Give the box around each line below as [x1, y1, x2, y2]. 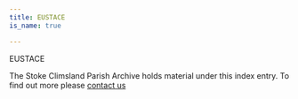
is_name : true [9, 21, 62, 30]
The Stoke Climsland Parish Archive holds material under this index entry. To [9, 70, 290, 80]
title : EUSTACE [9, 12, 66, 22]
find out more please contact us [9, 80, 126, 90]
